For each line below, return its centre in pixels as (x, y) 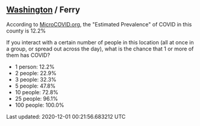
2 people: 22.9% (36, 73)
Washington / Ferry (43, 10)
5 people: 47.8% (35, 86)
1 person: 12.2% (35, 67)
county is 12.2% (26, 31)
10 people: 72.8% (37, 92)
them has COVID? (28, 55)
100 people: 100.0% (39, 105)
